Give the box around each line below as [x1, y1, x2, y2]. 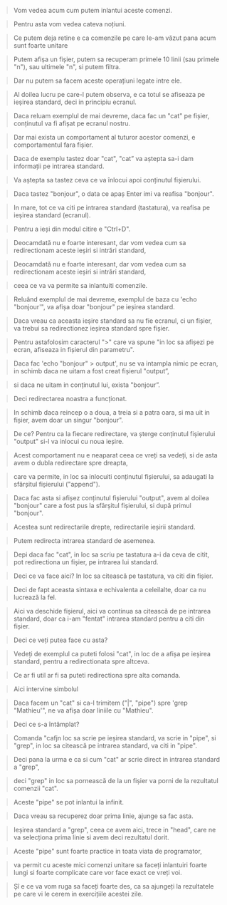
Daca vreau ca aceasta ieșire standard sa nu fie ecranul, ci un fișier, [13, 316, 213, 325]
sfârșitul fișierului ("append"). [13, 480, 100, 488]
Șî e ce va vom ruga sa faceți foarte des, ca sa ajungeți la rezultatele [13, 882, 214, 890]
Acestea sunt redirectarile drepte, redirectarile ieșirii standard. [13, 523, 196, 531]
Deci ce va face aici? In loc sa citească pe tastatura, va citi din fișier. [13, 572, 213, 580]
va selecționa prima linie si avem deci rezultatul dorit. [13, 833, 169, 842]
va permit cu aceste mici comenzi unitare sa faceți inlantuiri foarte [13, 861, 208, 869]
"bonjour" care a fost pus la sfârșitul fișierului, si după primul [13, 502, 191, 510]
